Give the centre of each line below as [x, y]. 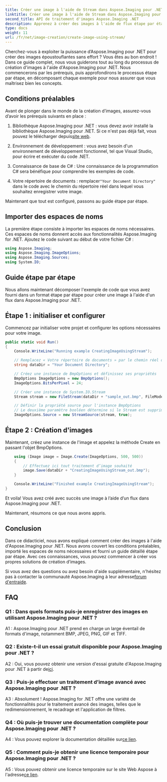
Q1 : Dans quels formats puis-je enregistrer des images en [77, 612]
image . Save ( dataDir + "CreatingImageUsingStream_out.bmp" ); [86, 470]
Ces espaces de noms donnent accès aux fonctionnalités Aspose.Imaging [81, 234]
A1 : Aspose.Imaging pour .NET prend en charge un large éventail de [75, 629]
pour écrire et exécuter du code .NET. [51, 156]
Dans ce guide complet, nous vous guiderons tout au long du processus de [82, 62]
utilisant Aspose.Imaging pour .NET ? [51, 618]
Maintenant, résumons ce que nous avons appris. [56, 513]
